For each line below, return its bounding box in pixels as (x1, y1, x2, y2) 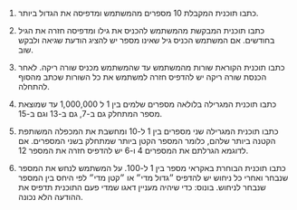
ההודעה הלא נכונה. (17, 192, 83, 202)
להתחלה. (17, 81, 50, 91)
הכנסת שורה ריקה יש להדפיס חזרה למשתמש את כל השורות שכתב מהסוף (17, 72, 267, 82)
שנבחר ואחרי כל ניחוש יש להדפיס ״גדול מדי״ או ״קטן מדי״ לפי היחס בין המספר (17, 172, 289, 183)
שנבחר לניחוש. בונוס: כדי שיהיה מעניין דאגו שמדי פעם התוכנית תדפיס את (17, 182, 266, 193)
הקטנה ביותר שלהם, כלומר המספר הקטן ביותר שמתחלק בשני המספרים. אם (17, 136, 276, 146)
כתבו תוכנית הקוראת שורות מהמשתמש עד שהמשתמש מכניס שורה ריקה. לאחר (17, 62, 285, 72)
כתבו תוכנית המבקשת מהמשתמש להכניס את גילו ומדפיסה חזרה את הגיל (17, 25, 265, 35)
